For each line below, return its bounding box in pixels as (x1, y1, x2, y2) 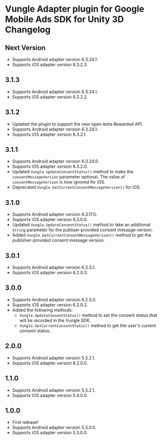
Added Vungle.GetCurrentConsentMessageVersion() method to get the (12, 232, 151, 238)
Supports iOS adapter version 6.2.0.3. (12, 270, 88, 276)
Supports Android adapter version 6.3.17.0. (12, 211, 98, 218)
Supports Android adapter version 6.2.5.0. (12, 297, 97, 302)
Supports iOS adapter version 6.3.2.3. (12, 62, 88, 67)
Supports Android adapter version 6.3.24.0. (12, 159, 100, 164)
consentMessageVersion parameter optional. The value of (12, 174, 125, 180)
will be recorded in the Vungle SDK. (19, 317, 91, 323)
